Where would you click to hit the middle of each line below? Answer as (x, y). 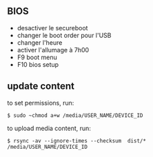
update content (41, 86)
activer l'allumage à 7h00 (53, 50)
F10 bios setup (38, 64)
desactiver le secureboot (52, 28)
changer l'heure (40, 42)
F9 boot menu (37, 57)
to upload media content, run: (49, 128)
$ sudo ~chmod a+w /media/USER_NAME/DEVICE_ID (75, 115)
